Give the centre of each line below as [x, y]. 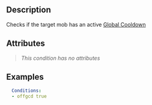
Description [29, 10]
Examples [25, 77]
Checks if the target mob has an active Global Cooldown [76, 24]
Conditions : [27, 91]
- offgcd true [29, 97]
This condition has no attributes [60, 58]
